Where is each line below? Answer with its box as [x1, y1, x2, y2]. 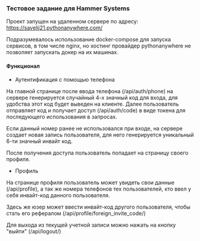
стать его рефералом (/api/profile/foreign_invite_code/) [6, 209, 146, 217]
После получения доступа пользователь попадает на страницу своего [6, 149, 189, 156]
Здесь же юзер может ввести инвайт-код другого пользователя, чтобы [6, 203, 191, 210]
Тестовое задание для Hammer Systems [6, 4, 130, 13]
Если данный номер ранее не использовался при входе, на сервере [6, 124, 183, 132]
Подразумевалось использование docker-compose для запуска [6, 36, 171, 43]
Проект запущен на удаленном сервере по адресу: [6, 18, 139, 25]
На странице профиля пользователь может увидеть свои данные [6, 178, 175, 186]
